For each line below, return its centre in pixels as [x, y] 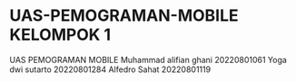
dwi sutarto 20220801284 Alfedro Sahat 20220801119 [110, 69]
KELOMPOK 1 [60, 35]
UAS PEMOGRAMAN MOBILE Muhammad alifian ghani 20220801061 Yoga [148, 59]
